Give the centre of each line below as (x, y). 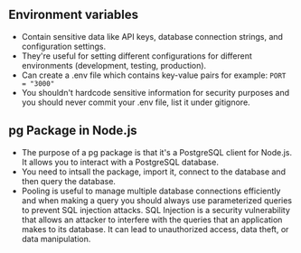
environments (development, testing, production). (114, 65)
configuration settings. (63, 46)
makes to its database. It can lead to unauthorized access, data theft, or (155, 229)
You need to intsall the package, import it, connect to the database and (154, 172)
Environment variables (74, 15)
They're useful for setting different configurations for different (136, 56)
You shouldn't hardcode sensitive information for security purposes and (155, 92)
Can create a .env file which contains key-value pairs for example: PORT (154, 75)
